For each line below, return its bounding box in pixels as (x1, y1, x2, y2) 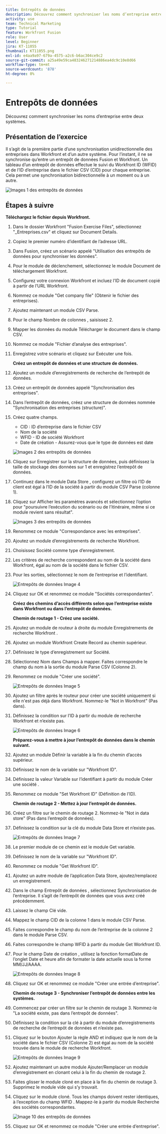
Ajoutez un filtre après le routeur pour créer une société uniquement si (12, 693, 156, 698)
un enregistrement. (12, 878, 52, 884)
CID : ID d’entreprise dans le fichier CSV (20, 424, 101, 430)
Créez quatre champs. (12, 414, 58, 420)
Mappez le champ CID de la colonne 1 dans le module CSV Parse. (12, 917, 146, 923)
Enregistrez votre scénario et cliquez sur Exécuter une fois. (12, 351, 133, 357)
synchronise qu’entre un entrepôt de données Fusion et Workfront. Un (5, 156, 148, 162)
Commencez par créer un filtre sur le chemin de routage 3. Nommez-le (12, 1005, 157, 1011)
